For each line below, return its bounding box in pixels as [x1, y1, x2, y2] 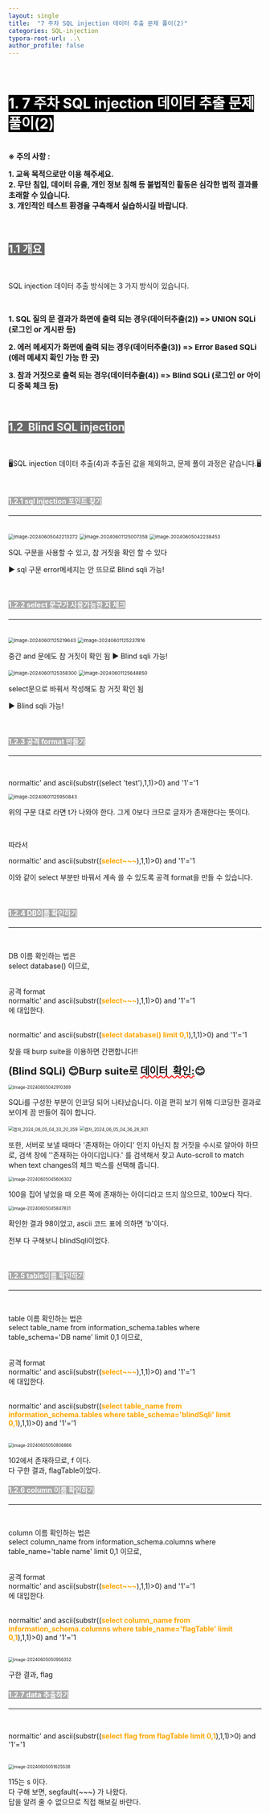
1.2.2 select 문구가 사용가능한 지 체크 [8, 600, 126, 610]
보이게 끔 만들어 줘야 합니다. [8, 1107, 96, 1117]
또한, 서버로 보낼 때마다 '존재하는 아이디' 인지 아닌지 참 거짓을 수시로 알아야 [8, 1140, 243, 1149]
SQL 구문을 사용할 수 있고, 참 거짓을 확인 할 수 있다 [8, 547, 167, 557]
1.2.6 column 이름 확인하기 [8, 1486, 95, 1495]
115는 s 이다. [8, 1777, 48, 1787]
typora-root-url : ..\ [8, 34, 81, 43]
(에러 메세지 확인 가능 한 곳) [8, 352, 100, 363]
